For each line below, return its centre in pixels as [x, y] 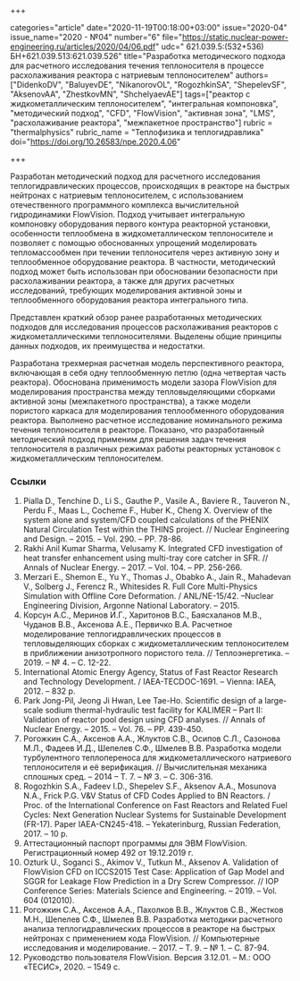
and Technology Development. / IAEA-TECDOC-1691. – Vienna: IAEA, [150, 682]
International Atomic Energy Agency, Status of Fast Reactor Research [150, 672]
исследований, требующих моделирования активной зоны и [126, 290]
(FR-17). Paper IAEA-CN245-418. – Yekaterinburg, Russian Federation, [152, 824]
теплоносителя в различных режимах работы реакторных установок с [146, 449]
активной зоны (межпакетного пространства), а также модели [130, 401]
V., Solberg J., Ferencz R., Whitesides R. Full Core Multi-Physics [140, 586]
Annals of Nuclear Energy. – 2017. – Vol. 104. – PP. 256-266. [133, 567]
